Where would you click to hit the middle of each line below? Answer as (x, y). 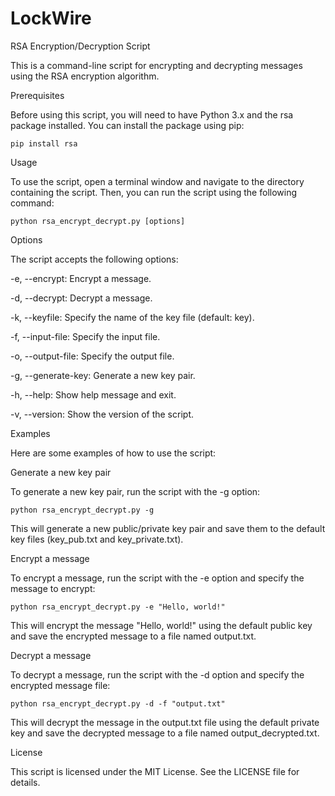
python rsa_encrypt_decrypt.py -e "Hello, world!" (118, 607)
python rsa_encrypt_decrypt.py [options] (98, 221)
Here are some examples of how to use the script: (113, 453)
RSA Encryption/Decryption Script (80, 46)
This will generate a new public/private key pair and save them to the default (168, 528)
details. (25, 782)
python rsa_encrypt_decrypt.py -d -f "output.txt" (118, 703)
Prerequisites (37, 95)
